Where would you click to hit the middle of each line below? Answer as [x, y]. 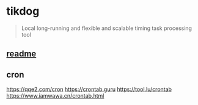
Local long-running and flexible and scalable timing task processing [107, 28]
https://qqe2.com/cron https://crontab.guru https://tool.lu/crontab [89, 89]
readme [21, 54]
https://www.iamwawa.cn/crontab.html [55, 96]
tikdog [23, 11]
